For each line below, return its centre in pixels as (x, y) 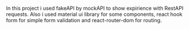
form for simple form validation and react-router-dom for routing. (84, 20)
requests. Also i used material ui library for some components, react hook (94, 14)
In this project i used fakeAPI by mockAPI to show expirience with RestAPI (95, 8)
